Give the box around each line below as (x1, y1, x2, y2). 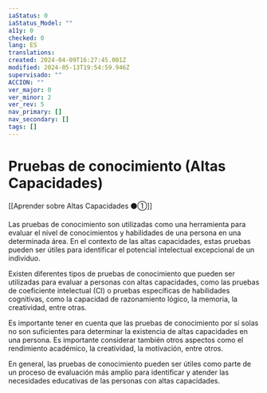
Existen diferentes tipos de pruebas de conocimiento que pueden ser (8, 269, 235, 278)
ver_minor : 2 (8, 93, 52, 101)
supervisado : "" (8, 71, 62, 79)
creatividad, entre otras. (8, 302, 88, 312)
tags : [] (8, 123, 37, 131)
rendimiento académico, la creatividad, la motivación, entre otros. (8, 344, 223, 353)
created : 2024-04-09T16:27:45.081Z (8, 57, 127, 65)
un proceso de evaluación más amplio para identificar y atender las (8, 367, 230, 377)
